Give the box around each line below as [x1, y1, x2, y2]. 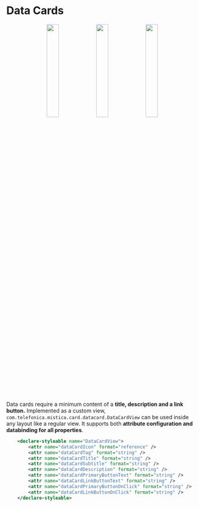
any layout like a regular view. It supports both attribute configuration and [6, 420, 193, 427]
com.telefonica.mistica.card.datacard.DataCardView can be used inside [6, 413, 189, 420]
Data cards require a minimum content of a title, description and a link [6, 400, 184, 408]
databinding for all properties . [6, 426, 84, 433]
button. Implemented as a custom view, [6, 406, 106, 414]
